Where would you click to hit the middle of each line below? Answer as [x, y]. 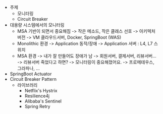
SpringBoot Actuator [31, 74]
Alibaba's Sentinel [43, 101]
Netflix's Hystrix [41, 90]
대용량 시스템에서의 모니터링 [37, 25]
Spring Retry [37, 106]
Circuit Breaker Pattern [33, 79]
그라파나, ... [28, 68]
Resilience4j [37, 96]
